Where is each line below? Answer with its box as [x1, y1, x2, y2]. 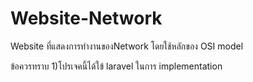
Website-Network [10, 7, 163, 30]
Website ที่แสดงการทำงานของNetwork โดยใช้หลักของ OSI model [10, 40, 244, 52]
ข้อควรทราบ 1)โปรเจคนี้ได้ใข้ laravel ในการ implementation [10, 60, 223, 72]
